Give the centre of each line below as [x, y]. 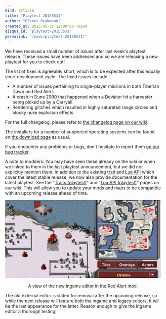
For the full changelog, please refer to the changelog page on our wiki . [77, 122]
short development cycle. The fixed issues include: [57, 77]
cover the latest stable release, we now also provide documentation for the [81, 177]
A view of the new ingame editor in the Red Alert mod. [83, 286]
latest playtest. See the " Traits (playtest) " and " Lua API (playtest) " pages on [82, 183]
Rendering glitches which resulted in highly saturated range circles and [84, 107]
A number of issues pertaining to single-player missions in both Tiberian [86, 86]
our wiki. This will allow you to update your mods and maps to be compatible [83, 188]
